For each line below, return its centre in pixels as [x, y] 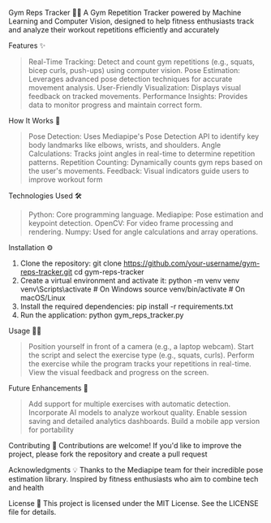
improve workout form [65, 179]
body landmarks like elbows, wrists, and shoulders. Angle [125, 145]
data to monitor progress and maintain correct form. [115, 105]
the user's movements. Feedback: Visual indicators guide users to [139, 171]
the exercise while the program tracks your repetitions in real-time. [140, 364]
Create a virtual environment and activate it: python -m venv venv [130, 281]
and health [26, 488]
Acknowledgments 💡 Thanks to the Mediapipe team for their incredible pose [136, 470]
